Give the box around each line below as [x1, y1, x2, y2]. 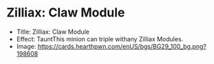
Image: [16, 42, 36, 50]
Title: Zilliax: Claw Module [16, 28, 90, 36]
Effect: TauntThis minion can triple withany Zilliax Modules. [16, 34, 184, 43]
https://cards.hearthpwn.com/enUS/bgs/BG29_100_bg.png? [37, 42, 207, 50]
